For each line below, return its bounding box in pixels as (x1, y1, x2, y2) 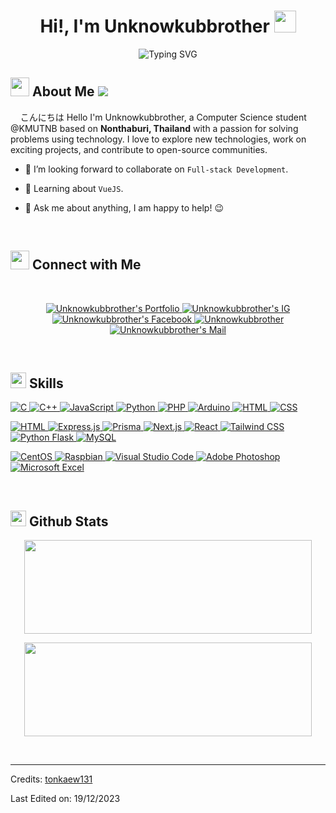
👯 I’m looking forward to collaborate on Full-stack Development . (24, 163, 289, 175)
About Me (31, 83, 95, 100)
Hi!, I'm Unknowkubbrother (39, 15, 270, 38)
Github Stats (28, 513, 109, 530)
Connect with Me (31, 256, 142, 274)
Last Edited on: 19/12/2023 (10, 793, 121, 805)
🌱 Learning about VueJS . (24, 182, 124, 194)
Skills (28, 375, 64, 392)
